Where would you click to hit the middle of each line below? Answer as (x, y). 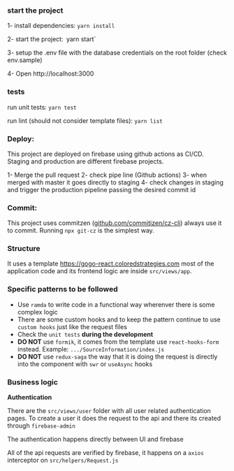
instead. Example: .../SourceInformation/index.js (91, 349)
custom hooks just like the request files (72, 326)
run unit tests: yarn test (42, 107)
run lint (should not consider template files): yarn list (85, 120)
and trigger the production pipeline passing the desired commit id (102, 189)
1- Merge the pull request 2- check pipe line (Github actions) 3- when (107, 175)
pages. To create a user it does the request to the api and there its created (114, 419)
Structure (24, 249)
